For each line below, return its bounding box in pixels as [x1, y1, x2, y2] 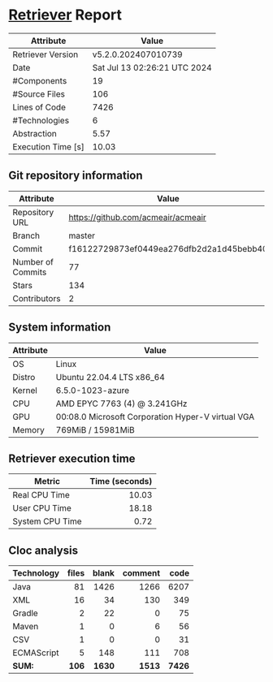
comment [122, 568, 161, 579]
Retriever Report [8, 6, 123, 24]
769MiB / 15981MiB [55, 424, 136, 435]
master [68, 230, 96, 241]
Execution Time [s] [12, 140, 85, 152]
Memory [12, 424, 45, 435]
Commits [12, 266, 47, 278]
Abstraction [12, 127, 57, 139]
